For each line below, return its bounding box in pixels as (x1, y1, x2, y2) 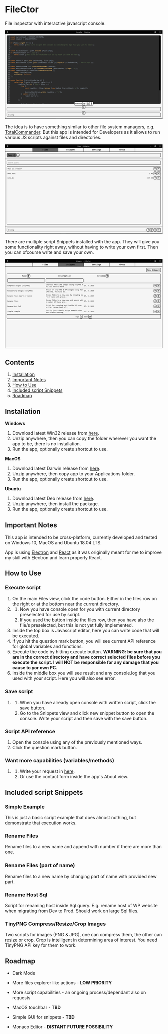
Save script (5, 688, 33, 695)
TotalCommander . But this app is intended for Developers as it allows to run (5, 129, 161, 135)
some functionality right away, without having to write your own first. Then (5, 244, 158, 250)
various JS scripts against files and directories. (5, 134, 102, 141)
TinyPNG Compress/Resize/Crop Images (5, 920, 106, 927)
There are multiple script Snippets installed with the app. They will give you (5, 238, 160, 244)
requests (12, 995, 31, 1001)
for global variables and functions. (12, 643, 83, 649)
